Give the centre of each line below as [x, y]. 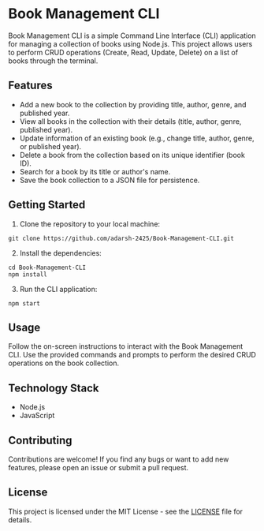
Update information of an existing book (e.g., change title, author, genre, [137, 138]
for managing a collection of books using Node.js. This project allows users [130, 43]
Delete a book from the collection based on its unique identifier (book [132, 155]
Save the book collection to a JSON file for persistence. [110, 180]
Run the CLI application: [58, 289]
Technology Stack [54, 388]
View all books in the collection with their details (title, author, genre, [130, 121]
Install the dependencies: [61, 252]
